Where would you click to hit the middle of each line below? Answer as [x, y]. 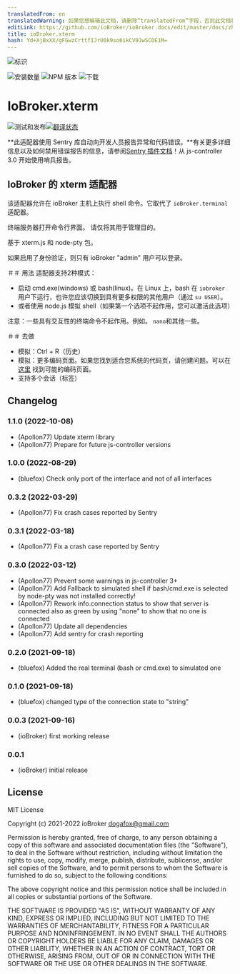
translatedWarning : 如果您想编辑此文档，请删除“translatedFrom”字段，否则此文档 [119, 21]
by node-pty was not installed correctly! [76, 596]
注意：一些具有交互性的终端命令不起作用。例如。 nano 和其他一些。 [105, 321]
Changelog [32, 401]
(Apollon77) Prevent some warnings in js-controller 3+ [97, 581]
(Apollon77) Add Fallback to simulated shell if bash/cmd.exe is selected [123, 588]
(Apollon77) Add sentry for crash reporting [81, 633]
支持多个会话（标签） [49, 378]
